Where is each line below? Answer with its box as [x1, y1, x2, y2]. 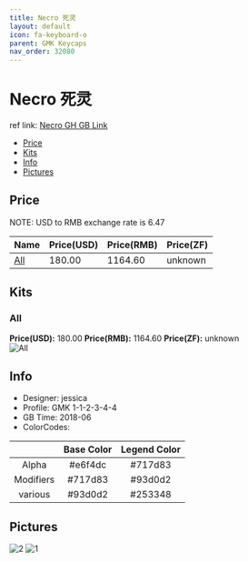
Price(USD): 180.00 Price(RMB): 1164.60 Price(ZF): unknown [9, 333, 240, 344]
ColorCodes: [22, 422, 71, 433]
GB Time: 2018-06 [22, 412, 92, 423]
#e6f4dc [69, 458, 107, 471]
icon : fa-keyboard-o [9, 30, 88, 39]
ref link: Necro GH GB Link [9, 120, 108, 131]
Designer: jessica [22, 393, 88, 404]
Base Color [63, 443, 113, 456]
